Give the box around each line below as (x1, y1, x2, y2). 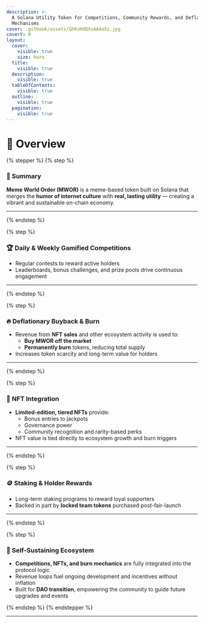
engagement (15, 272, 47, 280)
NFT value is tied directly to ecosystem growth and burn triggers (15, 434, 177, 441)
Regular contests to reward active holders (15, 260, 120, 267)
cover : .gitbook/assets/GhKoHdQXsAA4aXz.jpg (6, 26, 121, 32)
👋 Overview (6, 137, 66, 151)
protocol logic (15, 566, 50, 574)
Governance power (24, 421, 73, 429)
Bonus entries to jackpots (24, 415, 88, 422)
